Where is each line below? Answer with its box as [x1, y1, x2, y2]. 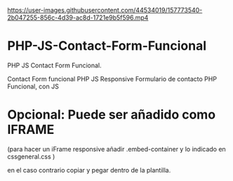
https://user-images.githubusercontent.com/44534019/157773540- [7, 6, 203, 14]
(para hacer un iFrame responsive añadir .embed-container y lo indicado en [7, 145, 226, 153]
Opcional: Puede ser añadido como [7, 107, 216, 123]
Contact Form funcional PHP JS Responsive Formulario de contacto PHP [7, 74, 218, 83]
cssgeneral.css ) [7, 152, 55, 161]
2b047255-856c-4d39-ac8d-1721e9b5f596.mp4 [7, 13, 149, 22]
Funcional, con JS [7, 82, 60, 90]
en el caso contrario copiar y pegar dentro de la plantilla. [7, 166, 171, 174]
